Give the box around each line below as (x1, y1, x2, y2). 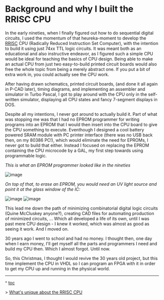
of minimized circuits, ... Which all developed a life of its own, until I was (5, 215, 150, 221)
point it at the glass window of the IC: (5, 186, 81, 192)
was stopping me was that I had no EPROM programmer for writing (5, 116, 140, 122)
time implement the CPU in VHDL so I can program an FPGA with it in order (5, 260, 156, 266)
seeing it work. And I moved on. (5, 226, 69, 232)
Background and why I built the (5, 3, 134, 15)
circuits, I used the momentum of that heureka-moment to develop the (5, 35, 146, 41)
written (5, 96, 20, 102)
